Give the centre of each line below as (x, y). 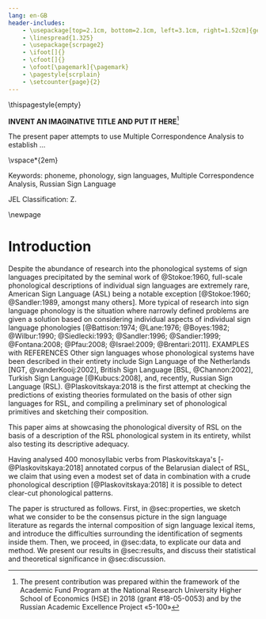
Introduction (50, 247)
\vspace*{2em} (33, 160)
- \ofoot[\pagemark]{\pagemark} (76, 67)
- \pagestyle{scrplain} (62, 75)
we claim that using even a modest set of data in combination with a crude (129, 476)
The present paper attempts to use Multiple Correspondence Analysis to (126, 136)
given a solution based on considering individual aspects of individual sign (129, 319)
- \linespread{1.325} (58, 38)
